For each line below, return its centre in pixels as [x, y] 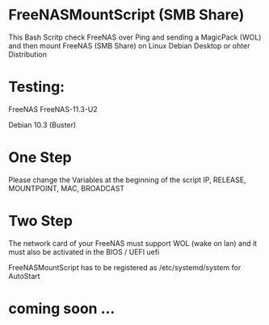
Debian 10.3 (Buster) [42, 125]
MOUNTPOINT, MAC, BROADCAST [67, 188]
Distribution [27, 54]
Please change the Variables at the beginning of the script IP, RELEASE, [127, 180]
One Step [40, 158]
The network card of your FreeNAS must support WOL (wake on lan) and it [132, 243]
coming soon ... [62, 308]
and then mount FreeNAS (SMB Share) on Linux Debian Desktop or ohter [129, 45]
